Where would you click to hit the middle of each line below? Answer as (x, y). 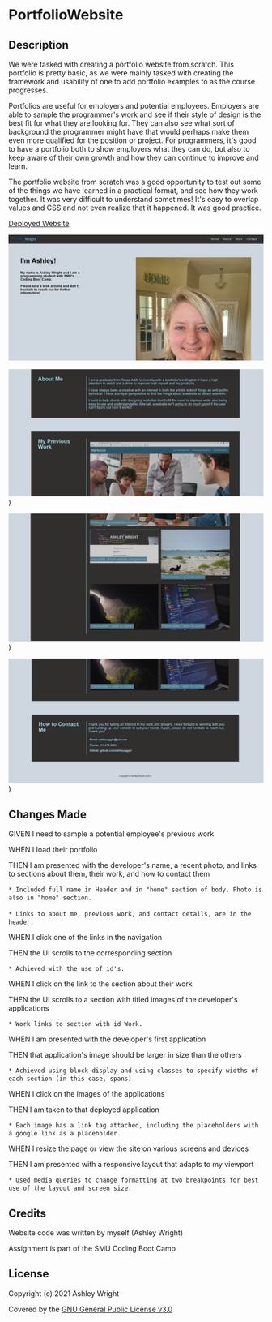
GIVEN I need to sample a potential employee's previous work (111, 834)
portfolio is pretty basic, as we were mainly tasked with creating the (121, 73)
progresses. (28, 90)
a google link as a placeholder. (65, 1134)
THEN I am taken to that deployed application (84, 1110)
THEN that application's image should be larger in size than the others (125, 1055)
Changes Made (47, 814)
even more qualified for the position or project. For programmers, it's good (132, 140)
